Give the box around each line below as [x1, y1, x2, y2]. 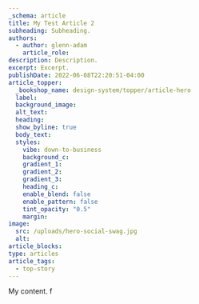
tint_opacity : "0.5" [22, 205, 91, 213]
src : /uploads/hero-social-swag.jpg [15, 227, 137, 236]
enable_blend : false [22, 190, 91, 198]
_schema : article [8, 11, 66, 20]
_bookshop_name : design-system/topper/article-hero [15, 86, 192, 94]
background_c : [22, 153, 70, 161]
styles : [15, 138, 42, 146]
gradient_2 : [22, 168, 62, 176]
